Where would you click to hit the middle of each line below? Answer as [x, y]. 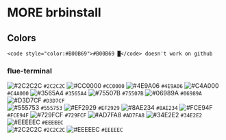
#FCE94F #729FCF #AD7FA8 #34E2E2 [105, 116]
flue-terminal [30, 71]
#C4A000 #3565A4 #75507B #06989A [104, 94]
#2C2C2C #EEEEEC [83, 130]
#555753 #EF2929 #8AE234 [109, 108]
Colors [22, 38]
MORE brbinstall [54, 13]
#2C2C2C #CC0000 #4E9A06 [113, 86]
